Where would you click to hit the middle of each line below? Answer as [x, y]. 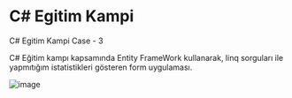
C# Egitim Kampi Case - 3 [56, 41]
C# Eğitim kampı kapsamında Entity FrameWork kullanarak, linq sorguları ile [146, 57]
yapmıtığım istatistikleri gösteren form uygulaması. [101, 67]
